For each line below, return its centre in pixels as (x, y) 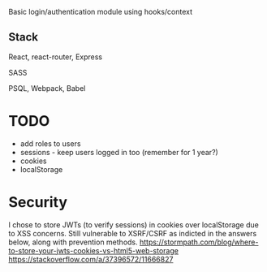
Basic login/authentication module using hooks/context (101, 12)
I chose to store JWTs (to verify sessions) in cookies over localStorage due (134, 225)
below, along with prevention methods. (73, 242)
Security (38, 202)
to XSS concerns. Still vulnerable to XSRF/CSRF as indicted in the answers (133, 233)
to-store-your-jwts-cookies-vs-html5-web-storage (93, 250)
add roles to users (50, 143)
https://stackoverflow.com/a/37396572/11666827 (91, 259)
